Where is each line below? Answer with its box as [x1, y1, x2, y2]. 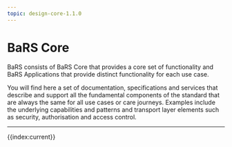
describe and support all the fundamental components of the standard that [7, 90, 220, 99]
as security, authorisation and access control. [7, 112, 137, 121]
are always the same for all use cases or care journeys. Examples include [7, 98, 216, 106]
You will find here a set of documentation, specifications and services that [7, 84, 218, 92]
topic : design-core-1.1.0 [7, 10, 81, 17]
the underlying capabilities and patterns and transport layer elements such [7, 105, 220, 114]
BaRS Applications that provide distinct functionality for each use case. [7, 70, 209, 78]
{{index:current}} [7, 133, 56, 141]
